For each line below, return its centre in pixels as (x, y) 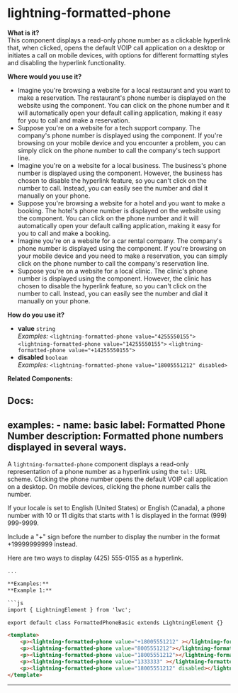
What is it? (23, 33)
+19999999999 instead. (42, 544)
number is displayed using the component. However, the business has (120, 173)
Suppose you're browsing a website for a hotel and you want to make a (121, 203)
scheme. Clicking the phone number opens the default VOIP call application (118, 479)
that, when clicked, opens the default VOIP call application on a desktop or (116, 47)
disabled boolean (43, 357)
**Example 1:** (30, 590)
